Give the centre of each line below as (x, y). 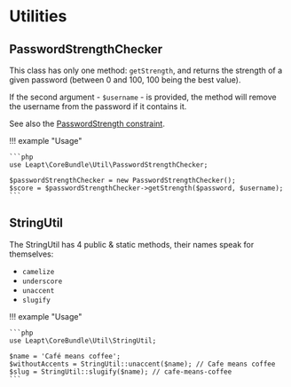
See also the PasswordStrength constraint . (87, 123)
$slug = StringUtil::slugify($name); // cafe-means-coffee (121, 371)
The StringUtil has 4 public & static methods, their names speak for (132, 244)
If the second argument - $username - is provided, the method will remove (143, 97)
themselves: (31, 254)
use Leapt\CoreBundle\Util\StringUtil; (83, 340)
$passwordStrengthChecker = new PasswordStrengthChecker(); (123, 180)
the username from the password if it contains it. (98, 107)
